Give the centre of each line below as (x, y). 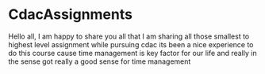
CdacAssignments (71, 15)
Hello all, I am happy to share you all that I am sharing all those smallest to (129, 36)
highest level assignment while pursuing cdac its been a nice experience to (131, 44)
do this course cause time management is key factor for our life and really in (132, 53)
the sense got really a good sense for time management (100, 61)
